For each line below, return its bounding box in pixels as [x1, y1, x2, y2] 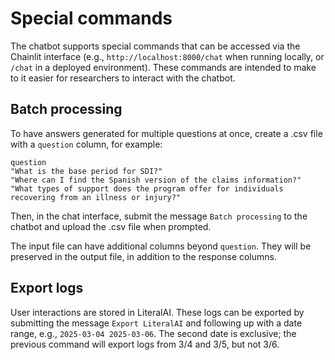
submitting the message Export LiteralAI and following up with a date [10, 317, 303, 329]
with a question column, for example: [10, 138, 163, 150]
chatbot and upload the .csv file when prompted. [10, 220, 212, 232]
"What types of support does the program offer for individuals [10, 183, 284, 194]
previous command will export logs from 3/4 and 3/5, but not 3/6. [10, 338, 280, 350]
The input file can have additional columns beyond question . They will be [10, 240, 312, 252]
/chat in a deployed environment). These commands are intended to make [10, 61, 317, 73]
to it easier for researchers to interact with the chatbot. [10, 72, 236, 84]
